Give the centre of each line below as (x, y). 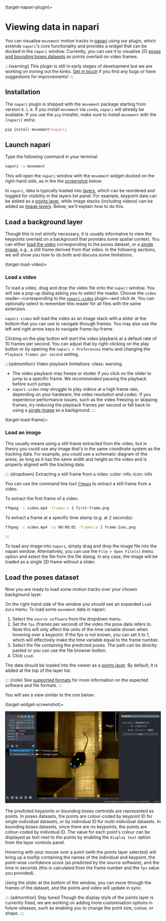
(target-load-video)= (26, 264)
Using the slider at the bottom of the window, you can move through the (78, 882)
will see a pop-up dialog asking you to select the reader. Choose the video (81, 293)
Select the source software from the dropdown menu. (67, 619)
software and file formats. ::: (34, 685)
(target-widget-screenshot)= (35, 705)
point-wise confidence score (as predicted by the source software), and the (82, 862)
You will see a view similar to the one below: (50, 695)
